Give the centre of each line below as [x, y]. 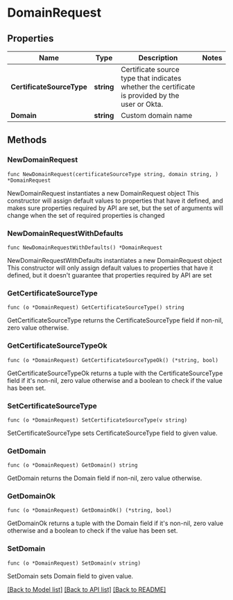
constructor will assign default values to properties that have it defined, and [115, 200]
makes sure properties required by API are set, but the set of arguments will [115, 208]
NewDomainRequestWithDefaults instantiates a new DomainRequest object [115, 260]
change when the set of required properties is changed [86, 215]
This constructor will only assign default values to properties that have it [110, 268]
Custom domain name [157, 115]
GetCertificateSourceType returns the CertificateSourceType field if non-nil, [115, 320]
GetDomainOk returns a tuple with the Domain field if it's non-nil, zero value [115, 523]
